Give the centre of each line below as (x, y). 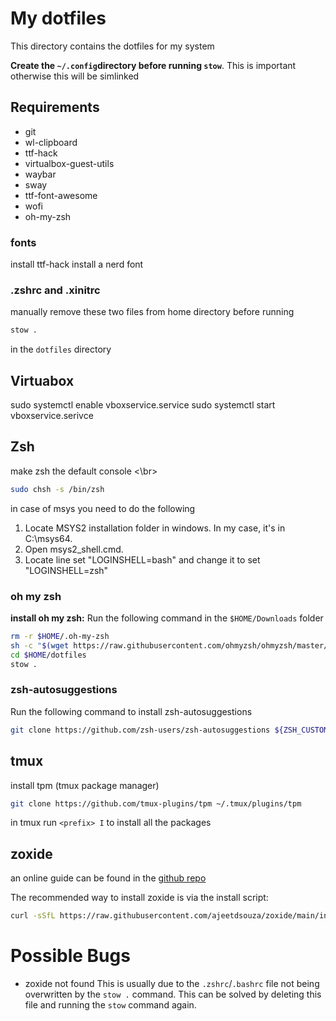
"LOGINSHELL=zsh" (66, 570)
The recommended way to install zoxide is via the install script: (139, 898)
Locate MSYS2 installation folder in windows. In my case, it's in (155, 528)
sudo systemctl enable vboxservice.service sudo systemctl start (143, 405)
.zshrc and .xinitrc (55, 290)
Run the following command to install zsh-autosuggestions (131, 711)
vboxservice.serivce (52, 416)
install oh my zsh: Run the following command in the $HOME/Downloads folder (167, 618)
